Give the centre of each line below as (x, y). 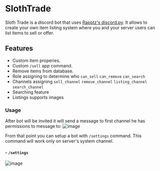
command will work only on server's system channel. (59, 141)
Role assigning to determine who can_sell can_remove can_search (79, 76)
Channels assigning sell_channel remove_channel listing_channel (80, 81)
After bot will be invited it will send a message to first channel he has (75, 121)
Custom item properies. (36, 60)
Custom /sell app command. (42, 65)
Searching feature (31, 92)
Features (19, 48)
